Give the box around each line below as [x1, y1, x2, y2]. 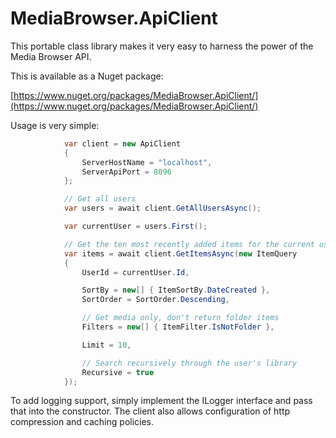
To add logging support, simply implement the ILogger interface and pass [10, 395, 313, 407]
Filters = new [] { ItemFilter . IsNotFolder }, [81, 322, 275, 332]
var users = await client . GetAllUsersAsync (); [63, 203, 262, 214]
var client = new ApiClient [63, 138, 182, 149]
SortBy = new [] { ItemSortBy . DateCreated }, [81, 285, 271, 296]
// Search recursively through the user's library [81, 358, 298, 368]
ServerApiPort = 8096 [81, 167, 172, 177]
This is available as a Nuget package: [10, 70, 164, 82]
